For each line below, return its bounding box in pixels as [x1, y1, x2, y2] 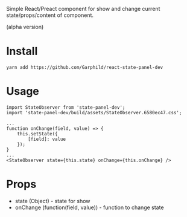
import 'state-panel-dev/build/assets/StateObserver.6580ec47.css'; [6, 109, 182, 115]
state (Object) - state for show [14, 197, 90, 204]
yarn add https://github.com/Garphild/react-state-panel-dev [6, 64, 163, 70]
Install [6, 45, 38, 58]
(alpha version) [6, 24, 44, 30]
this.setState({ [17, 131, 59, 137]
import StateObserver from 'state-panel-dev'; [6, 104, 125, 111]
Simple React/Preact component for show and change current [6, 5, 160, 12]
